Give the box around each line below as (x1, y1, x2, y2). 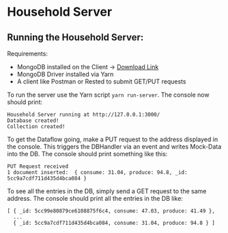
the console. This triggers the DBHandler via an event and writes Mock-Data (7, 143, 222, 151)
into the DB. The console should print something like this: (7, 150, 168, 158)
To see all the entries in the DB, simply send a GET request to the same (7, 187, 207, 195)
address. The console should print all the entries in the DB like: (7, 195, 183, 202)
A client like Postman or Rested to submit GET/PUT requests (16, 77, 186, 86)
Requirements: (7, 49, 48, 58)
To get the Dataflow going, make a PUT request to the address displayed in (7, 135, 218, 143)
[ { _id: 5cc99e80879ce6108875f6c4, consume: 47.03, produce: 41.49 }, (7, 208, 215, 214)
